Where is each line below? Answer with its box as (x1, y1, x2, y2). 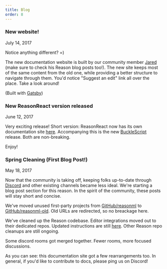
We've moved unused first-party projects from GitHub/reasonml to (5, 203, 142, 209)
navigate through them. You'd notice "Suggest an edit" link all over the (5, 75, 150, 81)
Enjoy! (5, 144, 18, 150)
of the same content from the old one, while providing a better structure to (5, 69, 158, 75)
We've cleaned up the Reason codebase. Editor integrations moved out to (5, 218, 157, 224)
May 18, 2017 (5, 168, 32, 174)
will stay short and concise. (5, 193, 61, 199)
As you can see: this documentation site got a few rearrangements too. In (5, 253, 156, 259)
